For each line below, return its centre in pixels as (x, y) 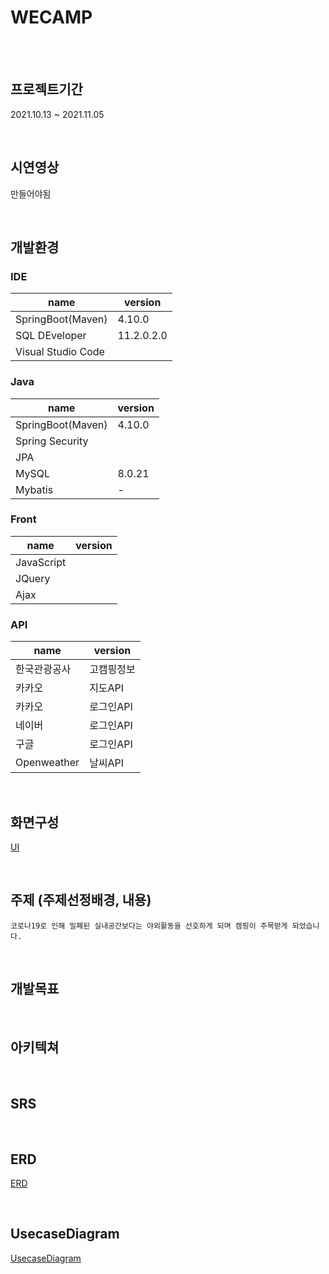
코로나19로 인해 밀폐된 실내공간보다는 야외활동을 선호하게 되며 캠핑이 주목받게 (149, 926)
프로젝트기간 (46, 89)
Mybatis (34, 489)
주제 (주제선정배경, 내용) (81, 900)
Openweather (47, 763)
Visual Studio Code (60, 352)
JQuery (33, 578)
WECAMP (51, 17)
